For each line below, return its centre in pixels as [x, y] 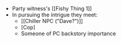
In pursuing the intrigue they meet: [55, 15]
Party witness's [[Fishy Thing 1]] [52, 9]
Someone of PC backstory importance [68, 34]
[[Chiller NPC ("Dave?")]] [52, 21]
